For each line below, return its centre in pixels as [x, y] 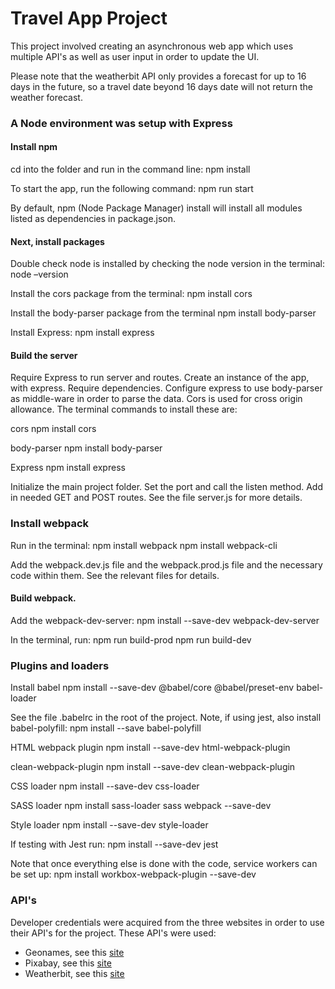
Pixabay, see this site [68, 963]
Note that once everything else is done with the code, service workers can [164, 864]
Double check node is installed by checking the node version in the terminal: [167, 264]
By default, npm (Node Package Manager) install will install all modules [156, 208]
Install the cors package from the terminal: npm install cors [131, 294]
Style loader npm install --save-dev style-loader [109, 825]
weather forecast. [46, 97]
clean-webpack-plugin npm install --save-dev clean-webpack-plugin [153, 767]
